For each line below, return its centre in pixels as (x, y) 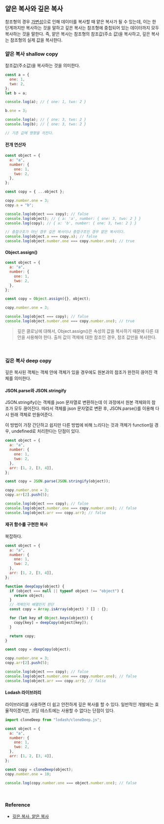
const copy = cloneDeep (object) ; (39, 770)
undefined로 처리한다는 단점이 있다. (46, 431)
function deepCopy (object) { (35, 586)
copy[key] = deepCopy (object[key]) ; (51, 622)
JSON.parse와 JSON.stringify (36, 390)
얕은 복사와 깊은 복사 (34, 9)
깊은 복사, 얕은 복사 (30, 816)
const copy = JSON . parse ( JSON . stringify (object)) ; (58, 481)
